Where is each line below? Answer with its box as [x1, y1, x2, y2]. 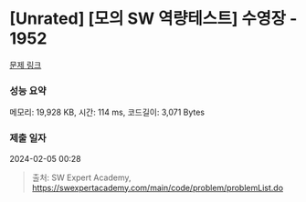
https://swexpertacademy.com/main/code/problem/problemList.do [31, 182, 284, 193]
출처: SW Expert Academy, [31, 172, 132, 183]
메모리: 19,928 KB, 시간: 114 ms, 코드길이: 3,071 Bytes [9, 106, 206, 118]
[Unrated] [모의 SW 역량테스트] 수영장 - [9, 8, 298, 29]
